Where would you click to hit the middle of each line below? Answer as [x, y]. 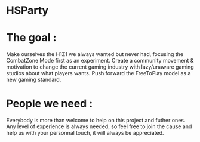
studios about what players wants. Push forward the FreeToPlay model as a [99, 73]
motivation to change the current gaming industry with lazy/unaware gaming [100, 67]
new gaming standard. [34, 80]
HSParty [27, 10]
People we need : [50, 104]
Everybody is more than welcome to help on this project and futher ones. [96, 121]
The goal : [31, 38]
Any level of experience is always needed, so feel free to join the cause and [99, 126]
